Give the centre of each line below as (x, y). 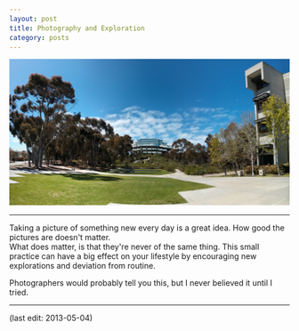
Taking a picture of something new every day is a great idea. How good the (147, 228)
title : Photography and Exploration (77, 28)
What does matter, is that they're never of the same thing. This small (134, 247)
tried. (19, 293)
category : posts (39, 37)
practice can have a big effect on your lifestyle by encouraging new (133, 256)
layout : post (33, 19)
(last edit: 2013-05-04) (51, 318)
